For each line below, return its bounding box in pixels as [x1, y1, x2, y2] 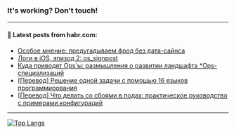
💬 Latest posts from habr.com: [7, 30, 98, 39]
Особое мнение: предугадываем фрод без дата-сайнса [17, 46, 185, 55]
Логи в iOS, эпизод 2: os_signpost [17, 53, 118, 62]
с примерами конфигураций [17, 98, 103, 107]
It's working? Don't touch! [7, 6, 98, 15]
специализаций [17, 69, 65, 77]
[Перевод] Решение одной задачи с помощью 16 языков [17, 76, 188, 84]
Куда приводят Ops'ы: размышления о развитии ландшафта [17, 61, 198, 69]
